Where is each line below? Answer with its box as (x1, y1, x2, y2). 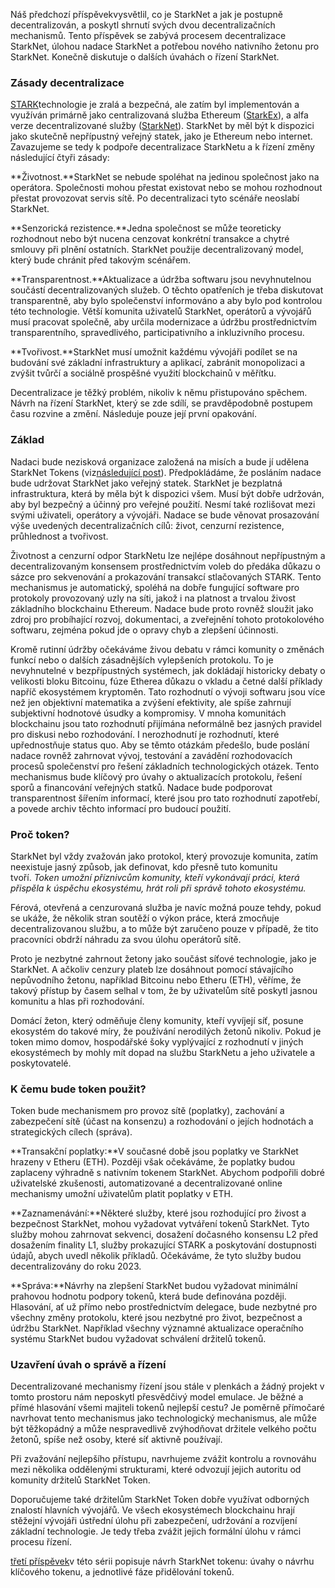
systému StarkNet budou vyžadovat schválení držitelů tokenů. (10, 1333, 267, 1345)
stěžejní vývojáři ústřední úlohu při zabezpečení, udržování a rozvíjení (10, 1515, 298, 1527)
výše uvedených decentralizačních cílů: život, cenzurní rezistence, (10, 519, 285, 531)
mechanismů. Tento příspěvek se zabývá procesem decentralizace (10, 30, 287, 41)
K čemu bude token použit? (10, 1082, 147, 1096)
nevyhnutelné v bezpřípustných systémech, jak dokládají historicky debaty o (10, 664, 326, 676)
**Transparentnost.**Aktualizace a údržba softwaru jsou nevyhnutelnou (10, 274, 312, 286)
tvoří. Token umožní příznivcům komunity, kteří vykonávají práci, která (10, 871, 300, 883)
